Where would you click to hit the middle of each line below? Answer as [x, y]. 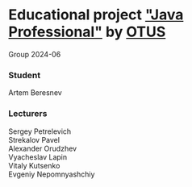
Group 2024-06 [35, 54]
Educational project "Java [96, 15]
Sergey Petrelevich [40, 131]
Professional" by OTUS [87, 32]
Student [25, 75]
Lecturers [28, 114]
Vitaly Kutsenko [34, 165]
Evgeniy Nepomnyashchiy [52, 174]
